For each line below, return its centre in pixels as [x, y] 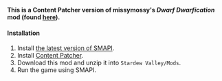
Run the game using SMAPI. [56, 70]
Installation [23, 33]
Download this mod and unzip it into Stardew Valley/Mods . [99, 63]
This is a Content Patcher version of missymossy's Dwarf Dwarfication [111, 10]
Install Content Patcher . [50, 56]
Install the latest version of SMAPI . [66, 48]
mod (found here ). [34, 17]
